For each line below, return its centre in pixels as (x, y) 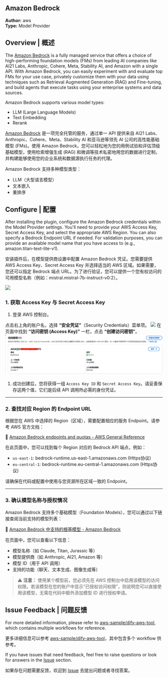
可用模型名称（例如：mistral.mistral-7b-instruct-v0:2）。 (63, 278)
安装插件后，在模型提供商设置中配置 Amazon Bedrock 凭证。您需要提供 (79, 259)
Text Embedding (29, 117)
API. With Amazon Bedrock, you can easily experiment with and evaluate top (84, 71)
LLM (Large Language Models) (44, 112)
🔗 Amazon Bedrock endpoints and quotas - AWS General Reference (75, 437)
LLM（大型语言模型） (34, 179)
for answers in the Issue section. (39, 660)
